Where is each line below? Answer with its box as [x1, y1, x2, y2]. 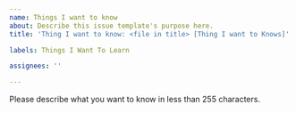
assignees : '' [9, 61, 63, 71]
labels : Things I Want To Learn [9, 45, 130, 54]
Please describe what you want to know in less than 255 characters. [9, 94, 261, 105]
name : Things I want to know [9, 12, 118, 22]
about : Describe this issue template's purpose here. [9, 21, 215, 30]
